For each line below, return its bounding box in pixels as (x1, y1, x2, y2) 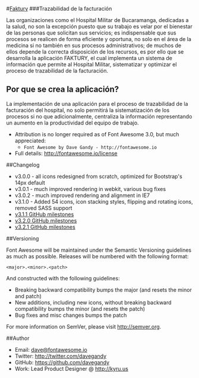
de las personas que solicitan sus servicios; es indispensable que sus (6, 29, 176, 36)
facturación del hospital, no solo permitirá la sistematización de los (6, 107, 170, 114)
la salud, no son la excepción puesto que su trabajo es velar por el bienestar (6, 23, 193, 30)
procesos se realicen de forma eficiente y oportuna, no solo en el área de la (6, 36, 192, 42)
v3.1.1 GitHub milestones (14, 211, 74, 218)
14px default (14, 179, 46, 186)
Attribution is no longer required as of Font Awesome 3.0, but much (14, 130, 179, 138)
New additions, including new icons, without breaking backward (14, 299, 172, 306)
